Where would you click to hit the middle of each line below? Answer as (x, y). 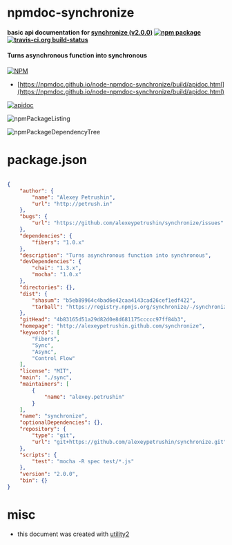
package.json (47, 160)
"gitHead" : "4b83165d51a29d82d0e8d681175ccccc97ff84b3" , (103, 320)
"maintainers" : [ (45, 384)
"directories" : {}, (48, 287)
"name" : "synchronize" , (54, 416)
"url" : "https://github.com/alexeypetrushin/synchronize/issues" (128, 223)
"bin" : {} (34, 481)
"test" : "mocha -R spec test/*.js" (83, 461)
